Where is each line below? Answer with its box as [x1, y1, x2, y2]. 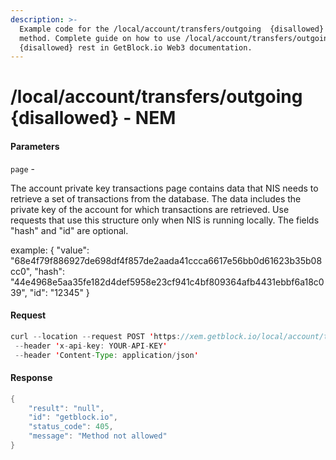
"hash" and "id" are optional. [10, 224, 129, 236]
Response [10, 372, 53, 384]
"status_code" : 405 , [28, 422, 114, 432]
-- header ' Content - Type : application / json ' [14, 350, 199, 360]
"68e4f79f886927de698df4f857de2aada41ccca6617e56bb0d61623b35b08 [10, 254, 323, 266]
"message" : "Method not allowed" [28, 431, 168, 441]
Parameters [10, 141, 60, 153]
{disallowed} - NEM [10, 107, 177, 130]
